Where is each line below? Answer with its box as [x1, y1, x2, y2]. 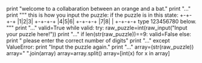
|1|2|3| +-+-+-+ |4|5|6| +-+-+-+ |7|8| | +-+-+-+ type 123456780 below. [17, 18, 197, 25]
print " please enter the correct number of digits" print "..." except [6, 37, 170, 44]
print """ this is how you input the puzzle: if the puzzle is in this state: [6, 11, 179, 19]
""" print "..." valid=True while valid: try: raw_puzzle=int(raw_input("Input [6, 24, 188, 31]
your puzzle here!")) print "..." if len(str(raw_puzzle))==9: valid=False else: [6, 31, 192, 38]
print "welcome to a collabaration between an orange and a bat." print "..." [6, 5, 191, 12]
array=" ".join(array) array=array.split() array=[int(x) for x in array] [6, 50, 170, 56]
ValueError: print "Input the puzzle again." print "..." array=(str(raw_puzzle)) [6, 43, 194, 50]
